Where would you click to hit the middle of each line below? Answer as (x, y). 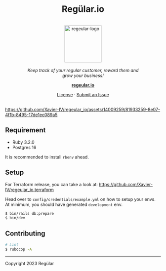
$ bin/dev (15, 218)
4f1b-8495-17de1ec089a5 (31, 115)
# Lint (12, 245)
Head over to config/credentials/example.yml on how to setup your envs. (80, 199)
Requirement (25, 130)
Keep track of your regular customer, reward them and (83, 70)
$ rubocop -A (19, 249)
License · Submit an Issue (83, 94)
